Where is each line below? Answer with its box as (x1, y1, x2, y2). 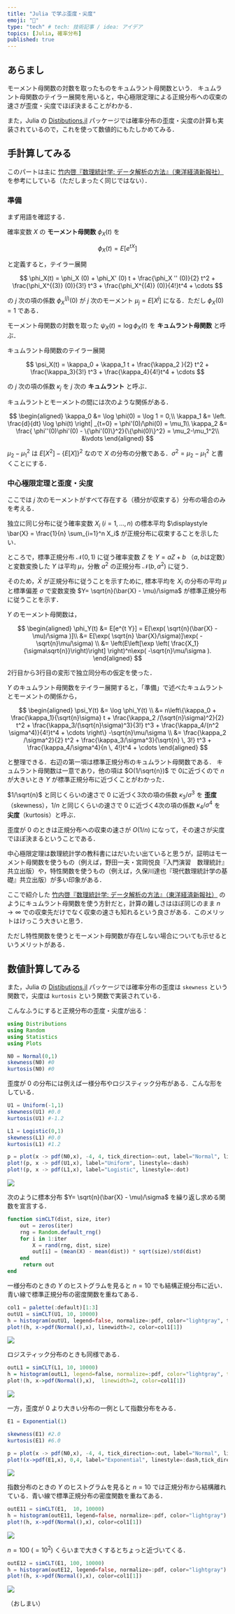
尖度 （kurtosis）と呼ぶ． (7, 811, 80, 820)
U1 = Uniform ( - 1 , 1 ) (7, 1102, 64, 1109)
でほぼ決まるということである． (7, 834, 99, 843)
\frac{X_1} (171, 639, 199, 648)
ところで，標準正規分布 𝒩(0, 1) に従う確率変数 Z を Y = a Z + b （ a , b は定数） (7, 553, 226, 561)
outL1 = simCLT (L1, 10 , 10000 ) (7, 1364, 99, 1372)
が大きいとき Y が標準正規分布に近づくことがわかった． (7, 775, 169, 784)
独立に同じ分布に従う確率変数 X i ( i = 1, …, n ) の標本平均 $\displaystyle (7, 519, 208, 529)
